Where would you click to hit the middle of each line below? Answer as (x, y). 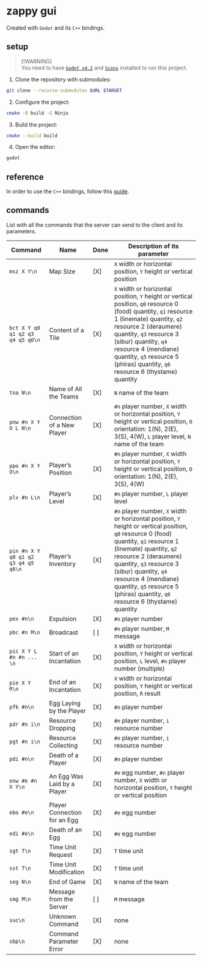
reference (25, 177)
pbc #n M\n (25, 632)
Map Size (62, 271)
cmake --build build (32, 136)
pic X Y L (23, 651)
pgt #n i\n (25, 742)
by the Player (67, 711)
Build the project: (36, 124)
